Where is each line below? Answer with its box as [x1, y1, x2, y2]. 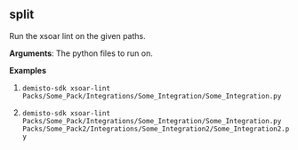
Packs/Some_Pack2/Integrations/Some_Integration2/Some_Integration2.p [21, 124, 290, 133]
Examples [9, 65, 47, 75]
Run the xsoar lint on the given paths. [9, 30, 147, 41]
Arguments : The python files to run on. [9, 48, 153, 59]
